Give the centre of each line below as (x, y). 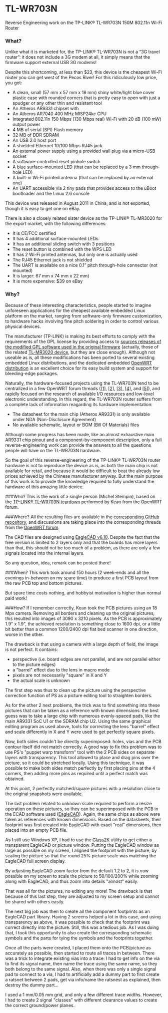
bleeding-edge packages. (32, 373)
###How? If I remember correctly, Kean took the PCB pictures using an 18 (81, 608)
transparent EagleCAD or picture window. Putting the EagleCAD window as (82, 845)
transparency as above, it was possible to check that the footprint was (77, 922)
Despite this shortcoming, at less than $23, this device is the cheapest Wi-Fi (84, 72)
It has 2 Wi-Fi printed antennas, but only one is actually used (75, 255)
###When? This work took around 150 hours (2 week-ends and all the (77, 572)
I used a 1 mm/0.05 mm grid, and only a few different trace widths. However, (84, 994)
